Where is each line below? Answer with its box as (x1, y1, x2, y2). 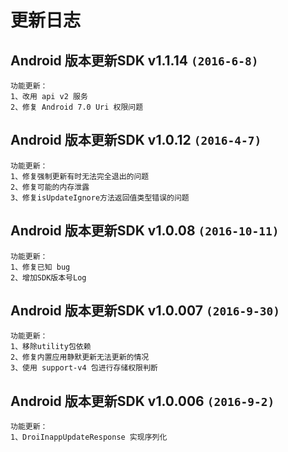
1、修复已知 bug (10, 262, 71, 272)
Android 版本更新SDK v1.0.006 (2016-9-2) (10, 392, 275, 410)
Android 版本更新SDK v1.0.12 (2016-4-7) (10, 132, 262, 149)
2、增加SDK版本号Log (10, 272, 87, 283)
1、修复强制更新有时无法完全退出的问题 (10, 171, 150, 181)
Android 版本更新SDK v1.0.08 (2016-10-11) (10, 222, 280, 240)
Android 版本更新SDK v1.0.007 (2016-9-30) (10, 302, 281, 320)
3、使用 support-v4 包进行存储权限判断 (10, 363, 158, 373)
